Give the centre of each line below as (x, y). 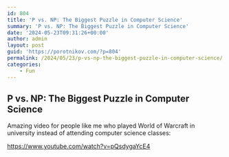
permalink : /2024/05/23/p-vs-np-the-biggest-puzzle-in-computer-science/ (115, 58)
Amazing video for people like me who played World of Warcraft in (101, 126)
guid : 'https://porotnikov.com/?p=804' (64, 52)
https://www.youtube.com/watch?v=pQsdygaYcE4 (79, 146)
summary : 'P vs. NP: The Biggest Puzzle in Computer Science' (98, 26)
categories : (24, 64)
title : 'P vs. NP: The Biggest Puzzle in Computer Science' (95, 20)
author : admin (28, 39)
